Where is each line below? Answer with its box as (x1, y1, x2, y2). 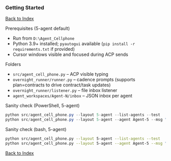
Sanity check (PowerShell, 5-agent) (5, 103, 80, 109)
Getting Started (5, 4, 44, 11)
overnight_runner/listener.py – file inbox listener (12, 87, 118, 93)
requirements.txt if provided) (12, 46, 75, 52)
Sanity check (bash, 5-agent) (5, 126, 67, 133)
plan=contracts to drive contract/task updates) (12, 82, 111, 88)
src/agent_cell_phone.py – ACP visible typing (12, 71, 108, 77)
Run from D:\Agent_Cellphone (12, 35, 75, 42)
